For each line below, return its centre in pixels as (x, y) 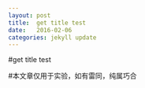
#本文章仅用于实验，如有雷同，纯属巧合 (72, 76)
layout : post (30, 15)
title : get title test (47, 23)
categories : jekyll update (52, 37)
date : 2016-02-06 (40, 30)
